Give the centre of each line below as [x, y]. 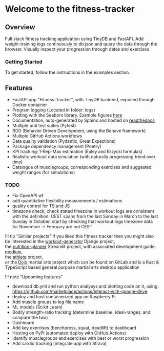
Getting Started [24, 62]
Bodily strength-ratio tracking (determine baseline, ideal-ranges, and [81, 312]
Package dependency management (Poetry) [57, 146]
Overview [20, 27]
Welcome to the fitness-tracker [70, 9]
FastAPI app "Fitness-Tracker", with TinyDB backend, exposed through [83, 100]
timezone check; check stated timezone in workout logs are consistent [83, 211]
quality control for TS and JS [41, 206]
